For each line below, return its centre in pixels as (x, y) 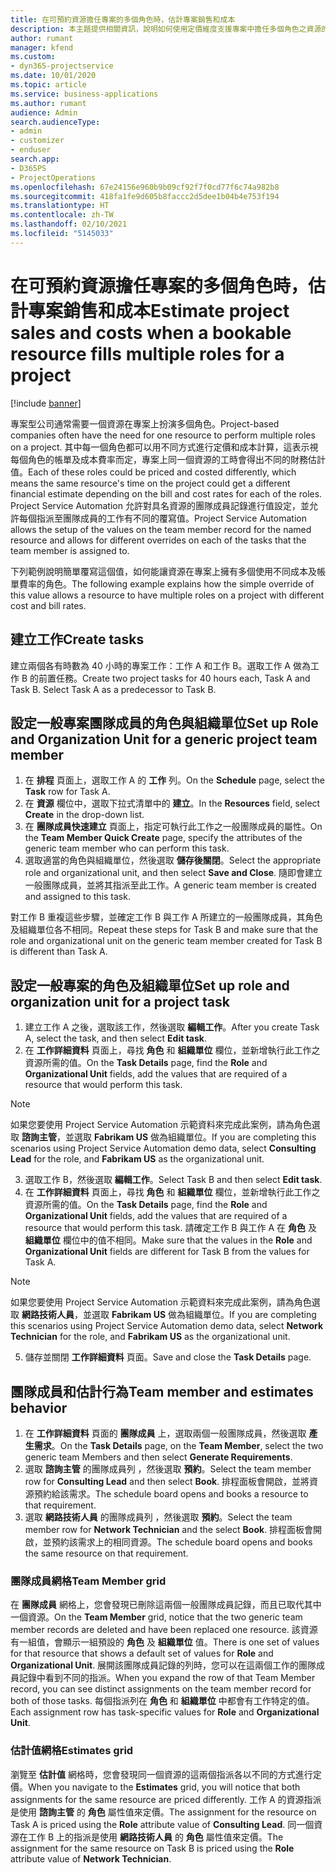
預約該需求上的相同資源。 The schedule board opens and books (182, 1542)
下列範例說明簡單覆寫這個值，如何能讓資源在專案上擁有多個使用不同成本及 (163, 571)
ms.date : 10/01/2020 (53, 76)
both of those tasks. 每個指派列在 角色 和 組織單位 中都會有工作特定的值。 (162, 1701)
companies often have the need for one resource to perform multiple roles (163, 435)
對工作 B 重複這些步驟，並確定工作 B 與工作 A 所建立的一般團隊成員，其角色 (166, 917)
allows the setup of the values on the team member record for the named (161, 529)
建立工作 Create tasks (77, 639)
